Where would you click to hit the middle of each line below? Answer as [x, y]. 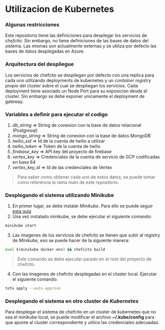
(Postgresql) [25, 131]
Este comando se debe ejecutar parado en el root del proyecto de [84, 259]
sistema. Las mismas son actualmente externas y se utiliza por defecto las [81, 46]
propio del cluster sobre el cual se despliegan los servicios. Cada [72, 85]
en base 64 [24, 162]
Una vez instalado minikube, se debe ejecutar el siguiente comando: [82, 217]
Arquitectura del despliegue [40, 64]
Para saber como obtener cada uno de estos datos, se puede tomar [86, 177]
